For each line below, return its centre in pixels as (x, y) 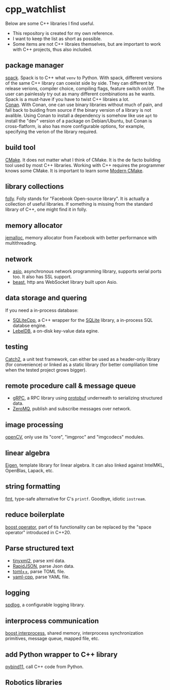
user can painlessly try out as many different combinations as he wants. (80, 94)
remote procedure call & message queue (71, 386)
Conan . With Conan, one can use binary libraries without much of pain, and (84, 105)
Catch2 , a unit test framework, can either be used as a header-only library (83, 359)
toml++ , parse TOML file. (39, 571)
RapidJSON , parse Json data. (43, 566)
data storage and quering (46, 298)
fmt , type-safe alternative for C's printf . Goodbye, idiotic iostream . (76, 499)
